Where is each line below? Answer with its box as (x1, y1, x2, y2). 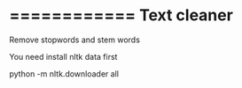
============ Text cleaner (9, 5, 233, 26)
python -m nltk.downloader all (9, 68, 120, 79)
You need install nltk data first (9, 51, 118, 62)
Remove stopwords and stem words (9, 34, 140, 45)
